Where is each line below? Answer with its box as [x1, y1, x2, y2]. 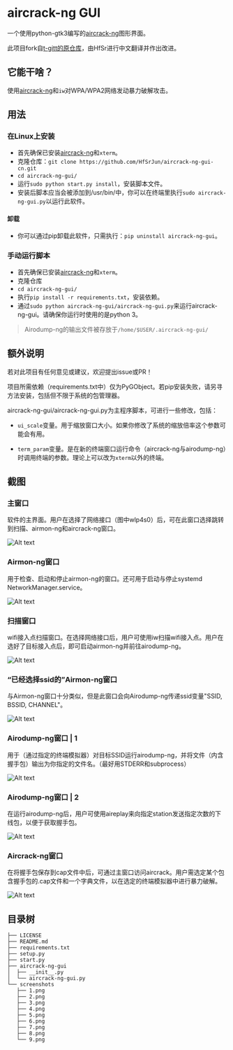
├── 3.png [16, 1000, 45, 1007]
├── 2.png [16, 993, 45, 1000]
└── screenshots [7, 981, 54, 988]
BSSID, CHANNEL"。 [7, 701, 67, 709]
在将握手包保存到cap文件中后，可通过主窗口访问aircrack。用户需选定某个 [7, 868, 218, 876]
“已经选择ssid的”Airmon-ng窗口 [7, 674, 117, 684]
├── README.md [7, 938, 49, 946]
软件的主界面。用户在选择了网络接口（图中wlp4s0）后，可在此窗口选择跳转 [7, 516, 225, 524]
